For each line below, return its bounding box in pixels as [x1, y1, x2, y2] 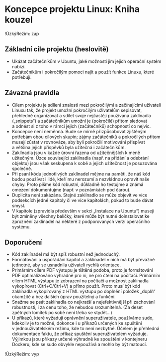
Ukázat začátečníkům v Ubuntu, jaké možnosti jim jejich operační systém [11, 58, 162, 64]
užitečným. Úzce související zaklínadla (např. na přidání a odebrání [11, 155, 149, 161]
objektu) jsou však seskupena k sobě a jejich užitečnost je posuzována [11, 160, 158, 166]
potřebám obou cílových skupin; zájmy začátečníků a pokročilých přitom [11, 134, 161, 140]
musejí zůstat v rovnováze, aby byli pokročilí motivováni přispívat [11, 139, 145, 145]
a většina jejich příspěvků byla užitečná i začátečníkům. [11, 144, 126, 150]
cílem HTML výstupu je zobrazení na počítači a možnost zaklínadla [11, 278, 149, 284]
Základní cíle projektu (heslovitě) [4, 45, 109, 53]
